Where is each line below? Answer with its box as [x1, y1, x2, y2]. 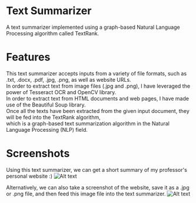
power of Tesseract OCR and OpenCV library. [6, 88, 117, 95]
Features [6, 51, 51, 64]
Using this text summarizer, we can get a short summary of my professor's [6, 166, 187, 173]
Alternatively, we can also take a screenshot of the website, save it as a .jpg [6, 184, 190, 191]
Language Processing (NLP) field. [6, 126, 88, 133]
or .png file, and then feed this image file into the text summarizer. [6, 190, 166, 197]
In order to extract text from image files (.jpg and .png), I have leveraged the [6, 82, 190, 89]
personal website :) [6, 172, 53, 179]
